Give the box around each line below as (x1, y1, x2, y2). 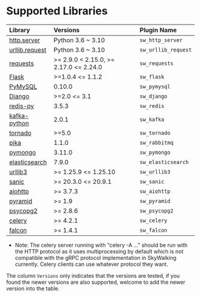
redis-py (9, 102, 35, 110)
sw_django (139, 93, 167, 99)
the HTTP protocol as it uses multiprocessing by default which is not (14, 247, 184, 255)
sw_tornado (139, 129, 170, 136)
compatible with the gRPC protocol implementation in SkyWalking (14, 254, 176, 261)
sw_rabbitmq (139, 139, 173, 146)
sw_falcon (139, 226, 167, 234)
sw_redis (139, 102, 165, 109)
